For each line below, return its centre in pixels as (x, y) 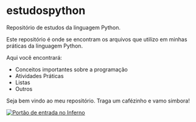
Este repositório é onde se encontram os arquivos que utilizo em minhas (97, 39)
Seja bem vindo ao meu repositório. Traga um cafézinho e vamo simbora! (98, 101)
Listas (23, 82)
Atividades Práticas (39, 76)
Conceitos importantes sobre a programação (71, 69)
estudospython (46, 11)
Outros (24, 88)
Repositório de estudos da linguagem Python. (63, 27)
